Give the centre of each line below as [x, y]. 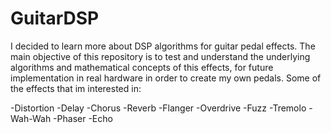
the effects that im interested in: [76, 88]
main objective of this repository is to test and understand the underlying [160, 56]
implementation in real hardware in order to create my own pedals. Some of [166, 78]
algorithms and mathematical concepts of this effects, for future [142, 67]
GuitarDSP [55, 18]
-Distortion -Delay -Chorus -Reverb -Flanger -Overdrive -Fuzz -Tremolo [158, 108]
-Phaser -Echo [83, 118]
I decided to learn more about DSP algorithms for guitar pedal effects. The [163, 46]
